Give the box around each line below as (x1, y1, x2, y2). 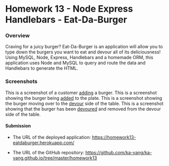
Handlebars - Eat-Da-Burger (5, 14, 127, 25)
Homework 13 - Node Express (5, 3, 133, 15)
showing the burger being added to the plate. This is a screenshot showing (5, 95, 162, 101)
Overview (5, 32, 30, 39)
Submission (5, 123, 32, 129)
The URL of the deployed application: (12, 134, 91, 140)
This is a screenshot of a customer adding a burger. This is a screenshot (5, 90, 157, 96)
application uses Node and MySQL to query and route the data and (5, 60, 146, 66)
